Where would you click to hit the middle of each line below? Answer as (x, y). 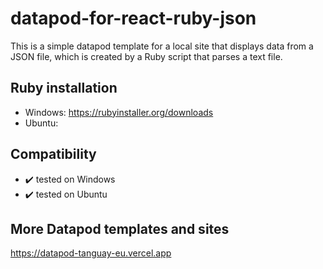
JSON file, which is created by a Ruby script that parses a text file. (146, 56)
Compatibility (53, 154)
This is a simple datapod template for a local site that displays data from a (162, 46)
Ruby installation (64, 88)
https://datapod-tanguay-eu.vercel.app (91, 253)
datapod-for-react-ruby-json (133, 18)
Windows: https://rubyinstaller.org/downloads (119, 112)
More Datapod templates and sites (120, 228)
